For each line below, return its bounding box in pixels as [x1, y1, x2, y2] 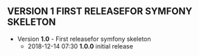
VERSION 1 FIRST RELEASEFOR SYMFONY [7, 6, 193, 17]
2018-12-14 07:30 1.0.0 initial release [27, 41, 134, 50]
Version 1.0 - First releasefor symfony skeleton [17, 35, 151, 43]
